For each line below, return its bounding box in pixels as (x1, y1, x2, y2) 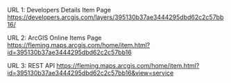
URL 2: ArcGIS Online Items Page (7, 34, 102, 42)
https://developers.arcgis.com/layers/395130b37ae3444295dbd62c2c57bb (7, 13, 224, 21)
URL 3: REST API (7, 62, 55, 69)
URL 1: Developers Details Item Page (7, 6, 112, 14)
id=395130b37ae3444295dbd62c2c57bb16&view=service (7, 69, 174, 77)
